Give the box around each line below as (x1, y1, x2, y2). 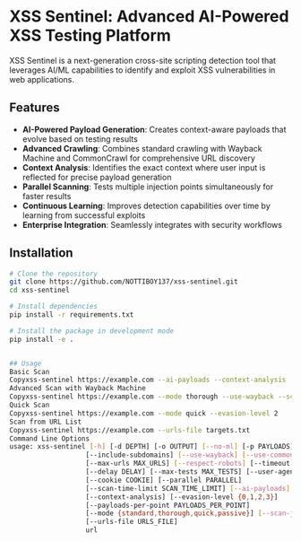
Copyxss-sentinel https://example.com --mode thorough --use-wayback (9, 392, 275, 401)
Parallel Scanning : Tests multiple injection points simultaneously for (21, 181, 274, 192)
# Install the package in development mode (9, 326, 175, 336)
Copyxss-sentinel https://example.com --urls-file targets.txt (9, 425, 251, 434)
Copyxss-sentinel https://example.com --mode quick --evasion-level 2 (9, 408, 279, 418)
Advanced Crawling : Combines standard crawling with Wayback (21, 143, 262, 153)
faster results (21, 190, 72, 201)
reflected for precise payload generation (21, 171, 172, 182)
